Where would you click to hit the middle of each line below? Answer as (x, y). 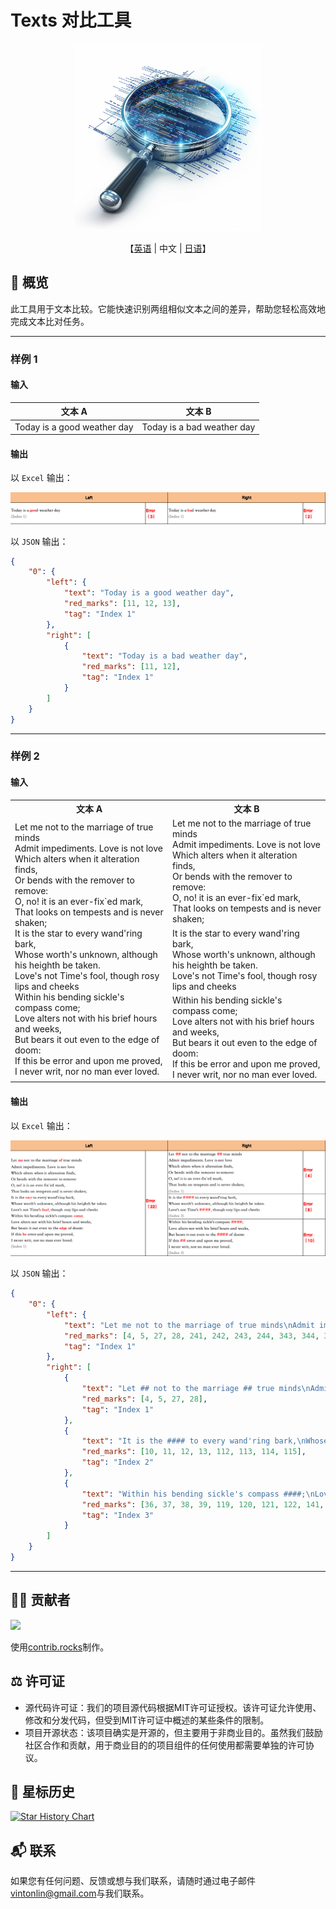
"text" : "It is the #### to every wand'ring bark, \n (194, 1441)
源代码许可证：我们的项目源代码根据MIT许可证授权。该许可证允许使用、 (173, 1707)
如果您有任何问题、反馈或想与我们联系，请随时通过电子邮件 (133, 1881)
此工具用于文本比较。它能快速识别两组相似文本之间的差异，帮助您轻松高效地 (168, 308)
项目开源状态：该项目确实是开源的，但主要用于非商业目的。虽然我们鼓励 (173, 1732)
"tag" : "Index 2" (118, 1462)
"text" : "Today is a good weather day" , (149, 593)
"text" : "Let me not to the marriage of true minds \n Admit (189, 1325)
